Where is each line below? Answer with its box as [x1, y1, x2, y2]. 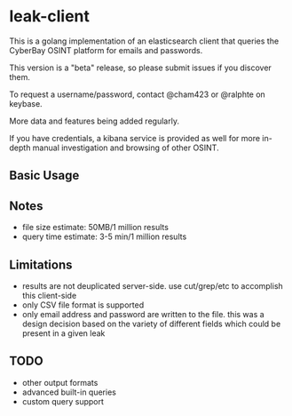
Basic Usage [9, 168, 80, 183]
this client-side [21, 290, 77, 300]
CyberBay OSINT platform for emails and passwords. [9, 44, 203, 55]
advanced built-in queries [21, 387, 117, 397]
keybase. [9, 98, 43, 108]
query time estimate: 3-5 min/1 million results [21, 231, 187, 242]
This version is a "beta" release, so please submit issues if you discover [9, 62, 272, 73]
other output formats [21, 377, 99, 388]
